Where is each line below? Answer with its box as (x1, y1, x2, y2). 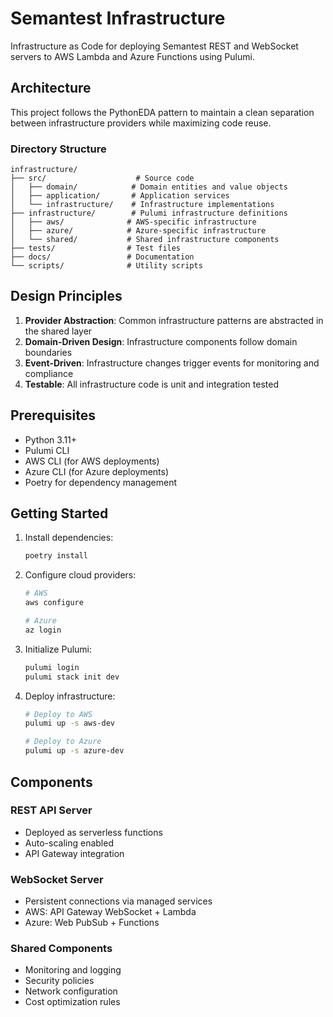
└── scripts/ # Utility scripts (10, 261, 203, 271)
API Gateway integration (24, 847, 125, 859)
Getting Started (10, 505, 109, 522)
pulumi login (24, 662, 80, 672)
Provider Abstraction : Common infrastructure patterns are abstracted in (24, 314, 324, 326)
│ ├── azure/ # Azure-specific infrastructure (10, 226, 267, 236)
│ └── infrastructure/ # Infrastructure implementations (10, 200, 275, 210)
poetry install (24, 551, 89, 561)
